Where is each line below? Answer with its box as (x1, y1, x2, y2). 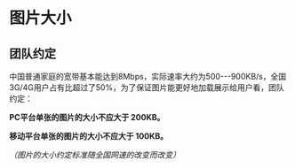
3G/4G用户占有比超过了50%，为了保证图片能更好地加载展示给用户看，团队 (9, 82, 284, 93)
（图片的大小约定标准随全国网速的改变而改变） (9, 149, 180, 160)
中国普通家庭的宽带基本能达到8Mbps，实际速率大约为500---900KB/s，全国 (9, 72, 287, 81)
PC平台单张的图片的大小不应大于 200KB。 (9, 112, 165, 122)
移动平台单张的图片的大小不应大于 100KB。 (9, 131, 169, 141)
